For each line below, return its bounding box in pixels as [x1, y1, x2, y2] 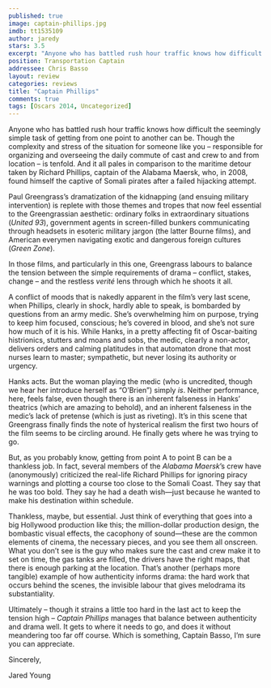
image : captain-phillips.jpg [8, 19, 107, 28]
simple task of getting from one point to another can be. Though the [8, 133, 235, 143]
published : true [8, 11, 63, 20]
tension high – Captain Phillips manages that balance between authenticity [8, 613, 257, 623]
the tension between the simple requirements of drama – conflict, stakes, [8, 268, 252, 278]
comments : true [8, 95, 60, 103]
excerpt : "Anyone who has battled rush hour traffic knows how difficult [8, 49, 263, 58]
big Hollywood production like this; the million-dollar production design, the [8, 520, 260, 530]
